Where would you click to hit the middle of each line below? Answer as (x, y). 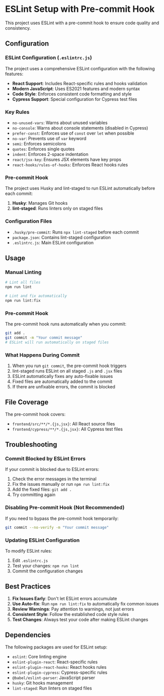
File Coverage (27, 402)
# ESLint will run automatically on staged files (57, 342)
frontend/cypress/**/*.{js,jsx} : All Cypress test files (67, 429)
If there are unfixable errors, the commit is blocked (64, 386)
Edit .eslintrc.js (30, 560)
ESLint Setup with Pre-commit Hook (80, 9)
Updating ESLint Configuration (42, 540)
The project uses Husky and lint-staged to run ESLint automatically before (80, 188)
